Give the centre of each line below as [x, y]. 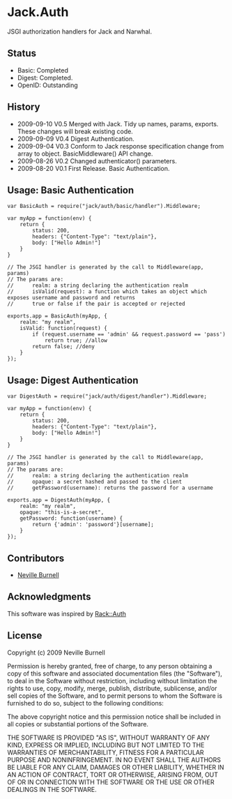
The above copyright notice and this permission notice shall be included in [114, 717]
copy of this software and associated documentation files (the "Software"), [115, 673]
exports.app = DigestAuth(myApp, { [59, 500]
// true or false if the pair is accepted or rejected [96, 304]
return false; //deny [64, 347]
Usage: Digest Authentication [73, 380]
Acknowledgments [49, 597]
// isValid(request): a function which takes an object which [107, 292]
